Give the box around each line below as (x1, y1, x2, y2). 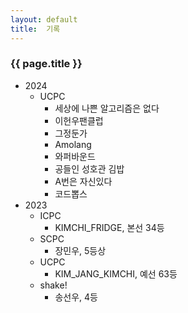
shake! (39, 279, 68, 291)
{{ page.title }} (10, 57, 83, 71)
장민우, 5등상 (54, 244, 107, 256)
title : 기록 (10, 24, 61, 34)
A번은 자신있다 (54, 175, 113, 187)
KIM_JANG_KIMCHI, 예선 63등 (54, 267, 178, 280)
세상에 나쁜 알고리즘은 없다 (54, 102, 160, 114)
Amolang (54, 138, 92, 150)
